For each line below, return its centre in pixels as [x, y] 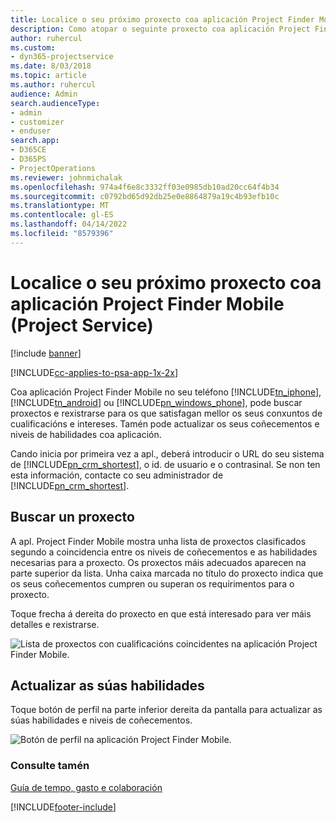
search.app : [35, 141]
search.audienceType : [55, 103]
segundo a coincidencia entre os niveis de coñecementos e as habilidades [164, 552]
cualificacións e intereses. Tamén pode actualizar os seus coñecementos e [165, 423]
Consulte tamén [50, 766]
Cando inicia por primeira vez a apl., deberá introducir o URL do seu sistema [167, 453]
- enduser [31, 131]
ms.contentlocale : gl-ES [62, 215]
